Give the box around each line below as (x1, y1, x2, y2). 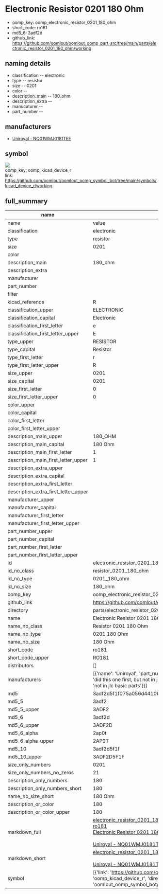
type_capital (7, 346, 35, 353)
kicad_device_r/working (5, 183, 52, 189)
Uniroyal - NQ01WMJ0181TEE (12, 135, 71, 142)
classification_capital (7, 315, 55, 322)
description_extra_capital (7, 473, 65, 480)
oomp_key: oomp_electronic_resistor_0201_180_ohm (12, 19, 116, 25)
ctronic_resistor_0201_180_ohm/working (12, 45, 92, 51)
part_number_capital (7, 536, 54, 543)
